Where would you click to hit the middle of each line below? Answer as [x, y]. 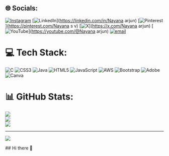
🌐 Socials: [22, 8]
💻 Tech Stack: [36, 53]
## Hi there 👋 [19, 148]
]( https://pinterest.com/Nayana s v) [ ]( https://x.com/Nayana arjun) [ [79, 26]
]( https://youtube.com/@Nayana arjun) [69, 31]
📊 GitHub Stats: [39, 97]
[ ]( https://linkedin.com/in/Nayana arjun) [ [86, 20]
